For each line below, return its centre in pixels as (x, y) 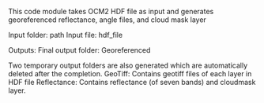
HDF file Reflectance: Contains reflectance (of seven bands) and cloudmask (132, 82)
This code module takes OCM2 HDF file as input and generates (111, 11)
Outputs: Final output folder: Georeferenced (79, 50)
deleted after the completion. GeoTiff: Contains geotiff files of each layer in (130, 74)
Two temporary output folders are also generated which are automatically (128, 65)
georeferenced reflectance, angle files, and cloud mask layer (107, 20)
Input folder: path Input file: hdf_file (66, 35)
